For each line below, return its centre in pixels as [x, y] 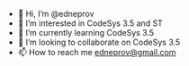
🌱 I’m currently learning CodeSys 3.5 [86, 33]
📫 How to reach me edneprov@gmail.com [97, 52]
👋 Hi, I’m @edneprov [56, 14]
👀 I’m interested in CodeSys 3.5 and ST [90, 23]
